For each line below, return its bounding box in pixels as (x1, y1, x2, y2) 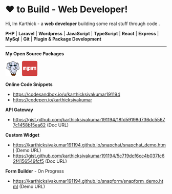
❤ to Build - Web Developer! (5, 4, 128, 15)
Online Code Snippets (5, 81, 53, 88)
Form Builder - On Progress (5, 168, 64, 174)
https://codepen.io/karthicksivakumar (12, 96, 93, 103)
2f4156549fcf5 (12, 158, 45, 164)
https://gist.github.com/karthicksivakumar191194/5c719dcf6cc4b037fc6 (12, 153, 165, 159)
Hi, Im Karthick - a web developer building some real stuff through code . (5, 20, 160, 27)
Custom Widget (5, 132, 40, 138)
